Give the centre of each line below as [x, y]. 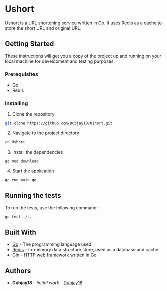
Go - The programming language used [52, 244]
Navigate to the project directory [46, 133]
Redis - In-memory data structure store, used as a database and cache [85, 250]
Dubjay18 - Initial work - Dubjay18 [47, 283]
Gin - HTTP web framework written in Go [54, 255]
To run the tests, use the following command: [52, 207]
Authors [18, 271]
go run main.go [21, 180]
